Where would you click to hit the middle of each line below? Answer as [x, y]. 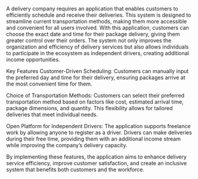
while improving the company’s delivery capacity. [67, 145]
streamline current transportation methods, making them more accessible [97, 21]
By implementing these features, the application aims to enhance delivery [96, 157]
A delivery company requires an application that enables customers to [92, 9]
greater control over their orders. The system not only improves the [89, 40]
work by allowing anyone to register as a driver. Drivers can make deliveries [99, 132]
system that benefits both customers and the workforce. [75, 169]
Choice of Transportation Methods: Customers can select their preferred [95, 95]
